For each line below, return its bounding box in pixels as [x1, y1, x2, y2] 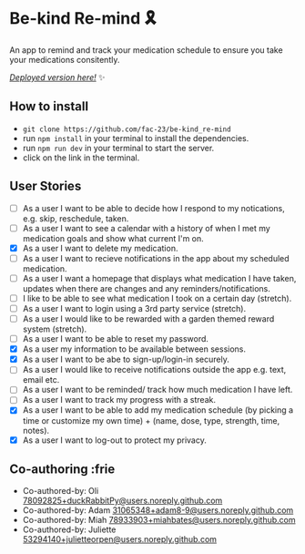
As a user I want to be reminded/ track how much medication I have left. [22, 385, 293, 395]
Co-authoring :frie [9, 461, 116, 477]
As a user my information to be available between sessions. [22, 344, 247, 354]
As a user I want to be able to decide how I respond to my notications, [22, 202, 285, 213]
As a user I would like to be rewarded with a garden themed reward [22, 313, 275, 324]
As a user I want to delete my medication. [22, 242, 178, 253]
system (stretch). [22, 323, 87, 334]
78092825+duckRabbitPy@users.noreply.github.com [22, 495, 223, 507]
